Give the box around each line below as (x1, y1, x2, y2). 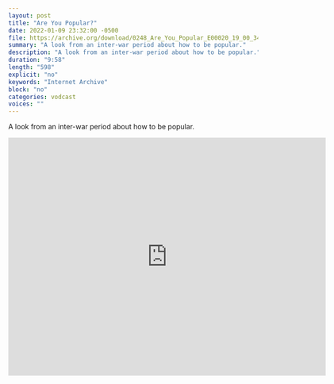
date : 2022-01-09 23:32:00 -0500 (8, 26, 119, 34)
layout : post (8, 11, 52, 20)
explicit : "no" (8, 71, 59, 79)
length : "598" (8, 63, 56, 71)
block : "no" (8, 85, 48, 94)
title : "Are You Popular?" (8, 19, 98, 27)
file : (8, 33, 26, 42)
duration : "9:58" (8, 56, 66, 64)
